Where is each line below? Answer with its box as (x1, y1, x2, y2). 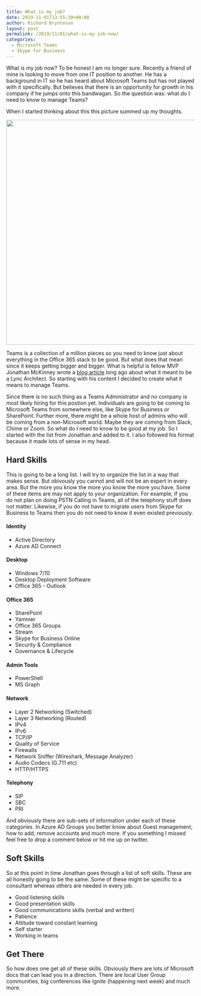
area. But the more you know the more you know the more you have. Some (6, 483, 191, 491)
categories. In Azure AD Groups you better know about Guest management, (6, 823, 193, 830)
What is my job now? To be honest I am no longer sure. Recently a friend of (6, 64, 192, 71)
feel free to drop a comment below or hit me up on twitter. (6, 836, 149, 843)
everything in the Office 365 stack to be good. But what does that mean (6, 356, 183, 363)
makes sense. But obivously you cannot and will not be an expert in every (6, 477, 188, 485)
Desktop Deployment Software (14, 576, 91, 583)
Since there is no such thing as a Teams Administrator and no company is (6, 393, 187, 400)
